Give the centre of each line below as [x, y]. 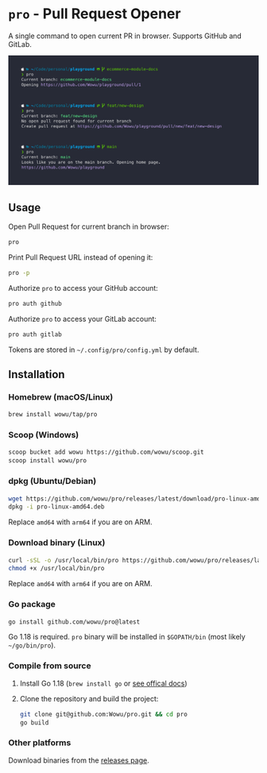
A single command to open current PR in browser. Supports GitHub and [125, 36]
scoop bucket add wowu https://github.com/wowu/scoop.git [106, 452]
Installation [37, 374]
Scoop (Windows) [44, 435]
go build [34, 723]
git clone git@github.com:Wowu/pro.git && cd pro [104, 714]
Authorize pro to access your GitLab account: [83, 319]
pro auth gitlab [35, 334]
